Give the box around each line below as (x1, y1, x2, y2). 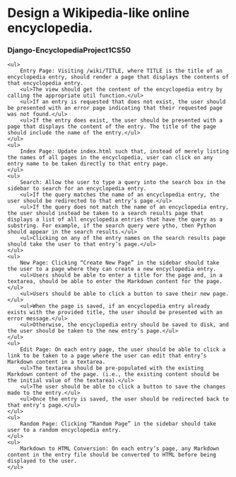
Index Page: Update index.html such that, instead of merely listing (20, 148, 230, 155)
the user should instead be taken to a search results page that (7, 210, 203, 217)
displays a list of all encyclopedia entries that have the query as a (7, 216, 223, 224)
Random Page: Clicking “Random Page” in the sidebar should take (20, 420, 217, 427)
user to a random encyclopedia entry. (7, 427, 122, 434)
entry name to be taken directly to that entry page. (7, 161, 170, 168)
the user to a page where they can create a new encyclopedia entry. (7, 265, 217, 273)
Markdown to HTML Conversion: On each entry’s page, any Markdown (20, 445, 220, 452)
